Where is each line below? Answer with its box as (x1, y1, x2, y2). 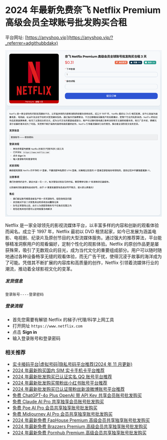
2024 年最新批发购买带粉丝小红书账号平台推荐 (12, 380, 108, 386)
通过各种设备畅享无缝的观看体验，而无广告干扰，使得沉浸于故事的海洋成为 (9, 253, 162, 259)
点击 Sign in (12, 329, 37, 335)
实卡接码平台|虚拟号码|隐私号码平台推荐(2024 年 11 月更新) (12, 361, 133, 367)
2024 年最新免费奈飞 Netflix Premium (5, 4, 161, 16)
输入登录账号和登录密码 (12, 335, 61, 341)
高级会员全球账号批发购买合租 (5, 17, 128, 28)
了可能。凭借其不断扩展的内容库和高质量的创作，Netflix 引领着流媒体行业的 (5, 260, 159, 266)
